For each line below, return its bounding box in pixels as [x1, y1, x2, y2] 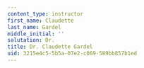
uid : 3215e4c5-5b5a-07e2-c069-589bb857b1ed [7, 50, 138, 57]
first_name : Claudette [7, 17, 74, 24]
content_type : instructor [7, 10, 83, 18]
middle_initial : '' [7, 30, 65, 38]
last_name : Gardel [7, 23, 61, 30]
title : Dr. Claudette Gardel [7, 43, 93, 50]
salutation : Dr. [7, 37, 55, 44]
